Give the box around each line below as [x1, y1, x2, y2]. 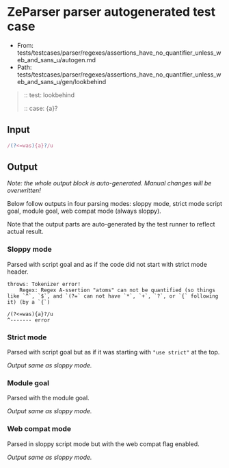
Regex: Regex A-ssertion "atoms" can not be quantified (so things [19, 287, 215, 294]
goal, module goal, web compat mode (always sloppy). [7, 207, 162, 216]
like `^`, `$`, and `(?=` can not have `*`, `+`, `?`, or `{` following [7, 292, 219, 300]
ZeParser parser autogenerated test [7, 4, 216, 20]
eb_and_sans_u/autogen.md [16, 55, 96, 64]
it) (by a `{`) [7, 298, 51, 305]
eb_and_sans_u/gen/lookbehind [16, 77, 107, 86]
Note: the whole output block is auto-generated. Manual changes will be [7, 179, 212, 187]
